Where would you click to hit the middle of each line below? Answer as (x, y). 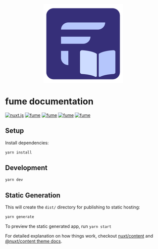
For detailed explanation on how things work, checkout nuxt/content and (79, 236)
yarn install (19, 152)
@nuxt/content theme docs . (34, 241)
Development (26, 168)
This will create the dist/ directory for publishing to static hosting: (73, 207)
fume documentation (49, 102)
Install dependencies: (27, 143)
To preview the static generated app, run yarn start (58, 226)
